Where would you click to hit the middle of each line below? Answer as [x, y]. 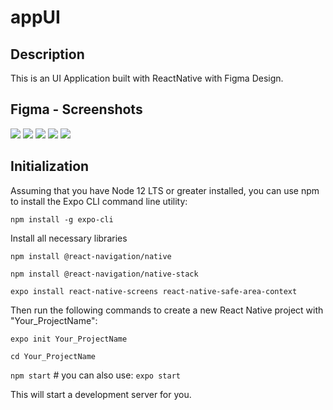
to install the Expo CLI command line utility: [99, 201]
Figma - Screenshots [76, 109]
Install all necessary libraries [69, 238]
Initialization [50, 166]
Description [47, 54]
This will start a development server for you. [101, 394]
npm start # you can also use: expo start [95, 375]
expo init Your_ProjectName [69, 339]
